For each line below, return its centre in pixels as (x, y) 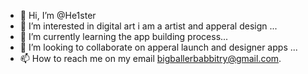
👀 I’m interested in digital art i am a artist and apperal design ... (148, 26)
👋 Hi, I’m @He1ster (58, 15)
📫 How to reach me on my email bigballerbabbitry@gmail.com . (150, 58)
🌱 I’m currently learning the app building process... (124, 36)
